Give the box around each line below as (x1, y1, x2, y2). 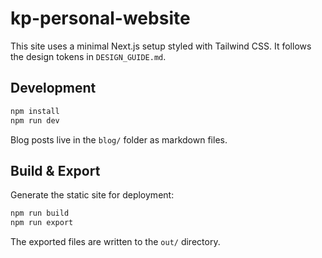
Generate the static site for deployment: (10, 189, 175, 201)
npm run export (10, 218, 74, 228)
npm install (10, 106, 60, 116)
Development (10, 80, 97, 97)
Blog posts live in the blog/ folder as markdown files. (10, 133, 228, 146)
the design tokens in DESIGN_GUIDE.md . (10, 50, 167, 62)
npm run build (10, 208, 70, 219)
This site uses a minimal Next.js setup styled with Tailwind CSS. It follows (10, 40, 312, 52)
